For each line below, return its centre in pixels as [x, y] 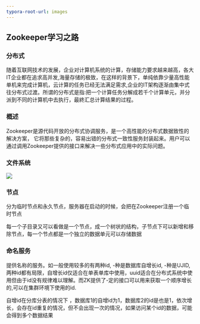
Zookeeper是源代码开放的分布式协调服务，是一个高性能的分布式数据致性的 [98, 131]
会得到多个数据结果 [30, 315]
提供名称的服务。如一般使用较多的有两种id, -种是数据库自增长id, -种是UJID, [98, 265]
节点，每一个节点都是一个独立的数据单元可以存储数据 [76, 234]
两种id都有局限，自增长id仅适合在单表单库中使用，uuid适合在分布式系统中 [97, 273]
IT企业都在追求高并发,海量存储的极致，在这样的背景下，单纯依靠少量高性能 [98, 78]
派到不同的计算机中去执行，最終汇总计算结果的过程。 [71, 100]
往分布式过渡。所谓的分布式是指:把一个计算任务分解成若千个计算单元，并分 [98, 92]
